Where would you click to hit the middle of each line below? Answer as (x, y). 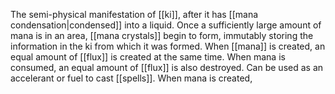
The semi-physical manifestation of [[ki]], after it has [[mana (134, 14)
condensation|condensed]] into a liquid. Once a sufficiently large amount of (166, 25)
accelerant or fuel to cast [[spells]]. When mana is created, (131, 78)
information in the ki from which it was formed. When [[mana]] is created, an (168, 46)
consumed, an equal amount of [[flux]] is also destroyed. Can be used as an (167, 67)
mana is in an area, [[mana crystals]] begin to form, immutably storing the (162, 35)
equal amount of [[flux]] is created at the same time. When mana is (148, 57)
